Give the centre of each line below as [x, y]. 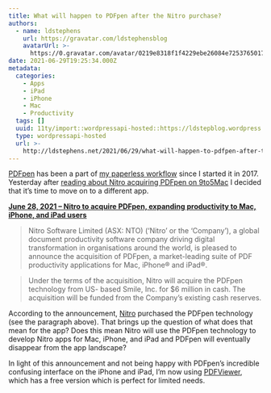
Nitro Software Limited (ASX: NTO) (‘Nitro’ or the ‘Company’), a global [144, 231]
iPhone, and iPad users [48, 215]
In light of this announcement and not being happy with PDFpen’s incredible [134, 363]
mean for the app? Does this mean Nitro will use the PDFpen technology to [132, 331]
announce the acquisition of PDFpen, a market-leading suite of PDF [140, 257]
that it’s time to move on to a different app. [79, 191]
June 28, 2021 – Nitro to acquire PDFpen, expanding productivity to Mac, [132, 207]
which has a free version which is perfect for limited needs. [107, 381]
